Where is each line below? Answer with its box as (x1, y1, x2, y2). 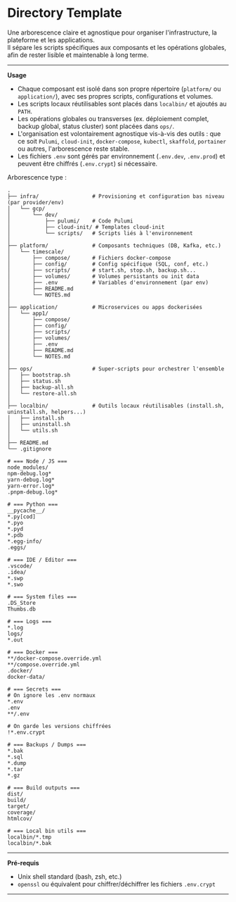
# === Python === (7, 501, 58, 508)
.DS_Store (7, 599, 37, 606)
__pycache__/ (7, 507, 46, 514)
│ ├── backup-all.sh (7, 384, 74, 391)
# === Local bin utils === (7, 827, 86, 834)
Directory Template (7, 5, 123, 21)
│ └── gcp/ (7, 205, 46, 212)
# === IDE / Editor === (7, 556, 77, 563)
